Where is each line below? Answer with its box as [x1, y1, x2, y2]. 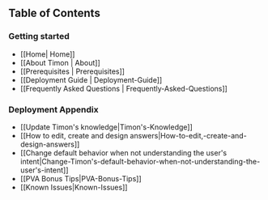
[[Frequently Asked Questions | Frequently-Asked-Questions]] [19, 83, 228, 93]
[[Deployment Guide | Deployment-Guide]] [19, 74, 163, 84]
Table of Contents [8, 6, 101, 20]
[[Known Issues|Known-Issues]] [19, 182, 128, 192]
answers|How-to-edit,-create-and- [130, 130, 247, 140]
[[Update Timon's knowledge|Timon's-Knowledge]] [19, 121, 193, 132]
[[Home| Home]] [19, 49, 75, 59]
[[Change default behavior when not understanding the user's [19, 147, 228, 157]
